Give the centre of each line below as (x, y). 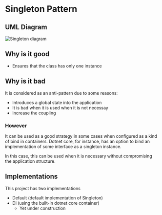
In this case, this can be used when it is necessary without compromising (79, 156)
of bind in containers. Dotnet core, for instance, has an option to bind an (78, 141)
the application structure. (30, 161)
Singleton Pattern (41, 9)
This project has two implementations (43, 188)
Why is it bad (25, 81)
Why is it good (27, 54)
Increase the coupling (34, 113)
